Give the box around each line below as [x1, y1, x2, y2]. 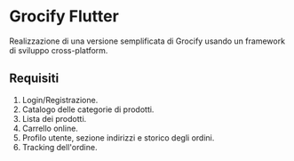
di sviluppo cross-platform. [9, 44, 108, 55]
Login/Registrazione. [21, 94, 99, 105]
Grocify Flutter [9, 6, 120, 27]
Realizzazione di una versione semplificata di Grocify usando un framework [9, 36, 286, 46]
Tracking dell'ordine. [21, 141, 98, 152]
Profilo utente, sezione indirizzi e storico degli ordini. [21, 132, 215, 143]
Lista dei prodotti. [21, 113, 87, 124]
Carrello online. [21, 123, 78, 133]
